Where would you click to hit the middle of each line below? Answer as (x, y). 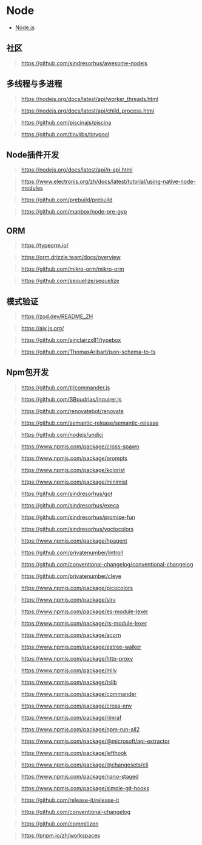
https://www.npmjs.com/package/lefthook (74, 753)
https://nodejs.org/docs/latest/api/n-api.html (77, 170)
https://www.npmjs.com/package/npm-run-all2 (80, 729)
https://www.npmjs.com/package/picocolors (77, 588)
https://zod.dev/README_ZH (57, 316)
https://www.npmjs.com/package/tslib (69, 682)
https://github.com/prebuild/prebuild (67, 200)
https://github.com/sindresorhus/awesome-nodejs (84, 63)
